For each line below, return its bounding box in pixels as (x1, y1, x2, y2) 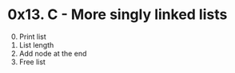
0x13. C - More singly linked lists (7, 6, 228, 24)
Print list (18, 32, 47, 41)
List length (18, 40, 54, 49)
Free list (18, 57, 46, 67)
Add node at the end (18, 48, 87, 58)
